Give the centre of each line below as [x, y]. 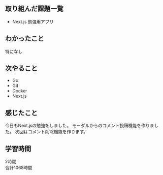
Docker [20, 91]
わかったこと [25, 39]
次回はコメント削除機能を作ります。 [51, 132]
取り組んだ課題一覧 [34, 9]
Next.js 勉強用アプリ [33, 22]
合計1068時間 [19, 168]
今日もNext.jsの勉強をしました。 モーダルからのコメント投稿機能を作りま [80, 126]
